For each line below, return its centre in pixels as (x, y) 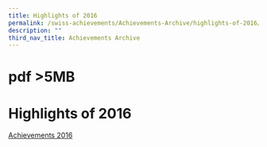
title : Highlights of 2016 (53, 15)
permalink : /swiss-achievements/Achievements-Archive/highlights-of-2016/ (135, 23)
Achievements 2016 (41, 135)
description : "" (35, 30)
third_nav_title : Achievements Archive (74, 38)
